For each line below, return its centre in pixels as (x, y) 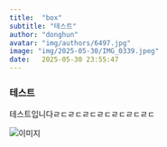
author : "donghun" (44, 34)
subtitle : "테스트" (43, 26)
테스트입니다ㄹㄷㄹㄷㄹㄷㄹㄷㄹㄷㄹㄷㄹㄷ (82, 115)
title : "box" (36, 18)
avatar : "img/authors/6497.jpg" (70, 43)
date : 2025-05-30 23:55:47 (64, 60)
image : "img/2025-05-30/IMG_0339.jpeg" (84, 51)
